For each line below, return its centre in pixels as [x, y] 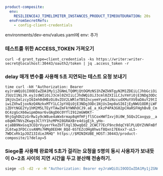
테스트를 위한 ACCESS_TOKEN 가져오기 [50, 49]
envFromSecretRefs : [29, 20]
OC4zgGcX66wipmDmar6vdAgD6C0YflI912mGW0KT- [50, 112]
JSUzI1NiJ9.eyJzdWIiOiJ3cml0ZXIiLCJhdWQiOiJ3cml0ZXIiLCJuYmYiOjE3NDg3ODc [81, 95]
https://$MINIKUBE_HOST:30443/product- [97, 134]
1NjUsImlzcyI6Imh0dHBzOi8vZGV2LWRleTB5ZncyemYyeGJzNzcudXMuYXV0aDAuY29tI [81, 100]
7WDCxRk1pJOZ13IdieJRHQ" [30, 134]
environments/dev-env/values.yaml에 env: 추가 [52, 35]
